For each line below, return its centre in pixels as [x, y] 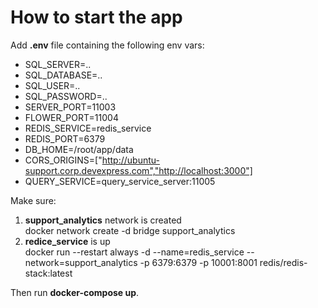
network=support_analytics [81, 262]
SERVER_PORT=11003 [70, 107]
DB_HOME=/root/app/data [79, 149]
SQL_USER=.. [52, 85]
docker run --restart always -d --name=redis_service [134, 252]
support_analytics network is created [103, 220]
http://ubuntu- [130, 160]
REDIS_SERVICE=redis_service [88, 128]
